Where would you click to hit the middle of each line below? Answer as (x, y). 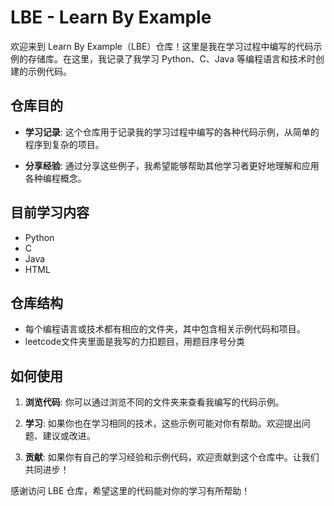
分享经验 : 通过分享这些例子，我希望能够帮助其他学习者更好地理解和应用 (172, 165)
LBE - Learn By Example (111, 17)
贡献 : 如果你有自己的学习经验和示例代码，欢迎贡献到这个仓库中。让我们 (172, 457)
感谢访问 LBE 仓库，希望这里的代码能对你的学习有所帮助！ (130, 491)
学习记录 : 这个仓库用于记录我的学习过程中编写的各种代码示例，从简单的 (172, 132)
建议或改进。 (69, 436)
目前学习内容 (50, 212)
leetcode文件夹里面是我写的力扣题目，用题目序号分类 (135, 342)
